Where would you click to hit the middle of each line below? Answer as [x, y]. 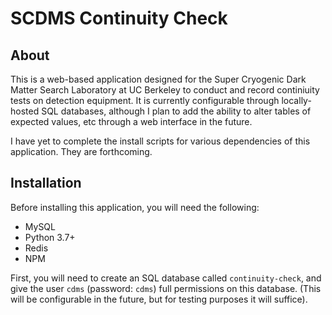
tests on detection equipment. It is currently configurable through [145, 100]
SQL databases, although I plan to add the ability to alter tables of [176, 111]
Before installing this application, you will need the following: [135, 207]
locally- [296, 100]
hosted [25, 111]
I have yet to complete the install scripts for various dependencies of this [160, 141]
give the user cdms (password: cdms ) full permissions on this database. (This [166, 288]
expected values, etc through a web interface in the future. [131, 121]
